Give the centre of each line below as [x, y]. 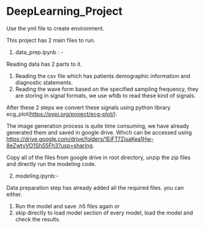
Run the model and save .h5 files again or [67, 206]
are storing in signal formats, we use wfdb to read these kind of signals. [105, 95]
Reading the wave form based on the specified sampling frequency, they [107, 89]
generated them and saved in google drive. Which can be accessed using [99, 132]
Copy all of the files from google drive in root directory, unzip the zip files [99, 157]
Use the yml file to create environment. [55, 28]
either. [14, 194]
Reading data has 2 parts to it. [44, 64]
